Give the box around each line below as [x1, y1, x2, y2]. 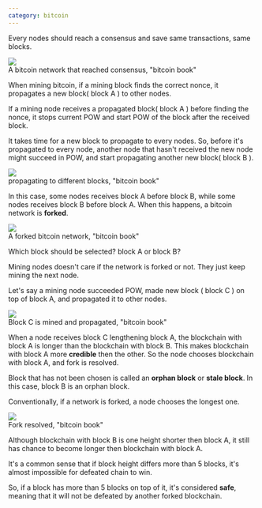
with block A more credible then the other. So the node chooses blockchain [8, 349, 254, 359]
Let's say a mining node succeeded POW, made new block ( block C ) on [8, 285, 245, 295]
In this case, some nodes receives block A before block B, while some [8, 191, 236, 201]
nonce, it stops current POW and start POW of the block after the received [8, 112, 250, 122]
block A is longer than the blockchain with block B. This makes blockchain [8, 341, 249, 350]
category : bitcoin [8, 11, 69, 20]
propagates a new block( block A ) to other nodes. [8, 88, 172, 98]
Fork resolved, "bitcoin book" [8, 420, 104, 429]
